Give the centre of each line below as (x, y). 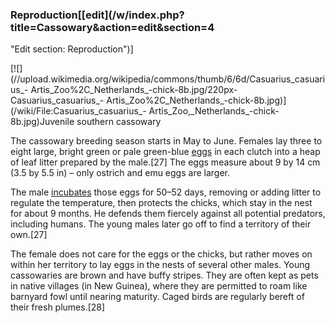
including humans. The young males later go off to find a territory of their (161, 224)
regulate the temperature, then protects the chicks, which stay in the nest (161, 203)
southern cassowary (119, 122)
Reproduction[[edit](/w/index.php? (97, 15)
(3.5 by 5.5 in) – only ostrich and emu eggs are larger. (120, 173)
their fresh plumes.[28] (58, 307)
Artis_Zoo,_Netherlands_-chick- (214, 111)
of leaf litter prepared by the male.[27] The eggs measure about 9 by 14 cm (165, 162)
